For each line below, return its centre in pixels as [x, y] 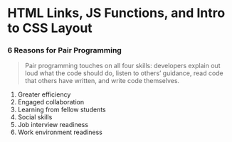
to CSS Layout [50, 28]
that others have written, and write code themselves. [102, 81]
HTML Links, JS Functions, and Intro [116, 13]
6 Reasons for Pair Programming [65, 50]
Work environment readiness [60, 132]
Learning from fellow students [62, 110]
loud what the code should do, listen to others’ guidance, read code [124, 73]
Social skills [35, 117]
